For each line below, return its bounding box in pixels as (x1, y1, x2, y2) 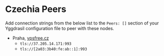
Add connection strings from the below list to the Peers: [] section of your (5, 20, 159, 26)
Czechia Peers (5, 3, 66, 15)
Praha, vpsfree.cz (12, 35, 49, 41)
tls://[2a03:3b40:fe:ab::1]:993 (19, 46, 87, 51)
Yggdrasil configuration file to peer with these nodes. (5, 25, 115, 31)
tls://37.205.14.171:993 (19, 41, 72, 46)
